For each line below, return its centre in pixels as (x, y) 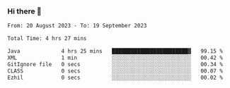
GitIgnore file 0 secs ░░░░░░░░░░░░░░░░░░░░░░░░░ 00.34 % (115, 64)
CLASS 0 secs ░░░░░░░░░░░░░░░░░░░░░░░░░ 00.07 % (115, 71)
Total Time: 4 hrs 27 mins (47, 39)
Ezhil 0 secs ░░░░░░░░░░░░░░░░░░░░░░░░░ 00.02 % (115, 77)
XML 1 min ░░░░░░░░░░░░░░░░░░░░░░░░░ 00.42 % (115, 58)
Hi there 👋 (25, 11)
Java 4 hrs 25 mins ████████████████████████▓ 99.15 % (115, 51)
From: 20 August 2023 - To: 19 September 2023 (77, 26)
